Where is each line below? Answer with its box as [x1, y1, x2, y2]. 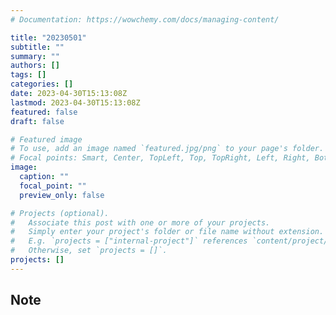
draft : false [10, 116, 65, 126]
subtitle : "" [10, 42, 65, 52]
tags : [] [10, 70, 47, 80]
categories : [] [10, 79, 74, 90]
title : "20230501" [10, 32, 87, 43]
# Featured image [10, 134, 83, 145]
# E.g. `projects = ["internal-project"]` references [10, 236, 248, 246]
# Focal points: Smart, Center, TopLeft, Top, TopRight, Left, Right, [10, 153, 311, 163]
